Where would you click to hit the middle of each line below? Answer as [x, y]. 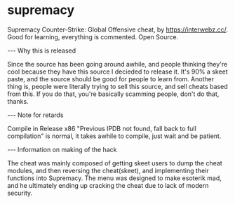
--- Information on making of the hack [62, 149]
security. [20, 193]
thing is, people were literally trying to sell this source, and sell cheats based [117, 86]
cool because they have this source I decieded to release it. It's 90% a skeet [117, 72]
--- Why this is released [42, 50]
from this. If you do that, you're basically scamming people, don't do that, [113, 94]
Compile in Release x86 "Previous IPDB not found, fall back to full [102, 128]
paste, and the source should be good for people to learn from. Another [111, 79]
